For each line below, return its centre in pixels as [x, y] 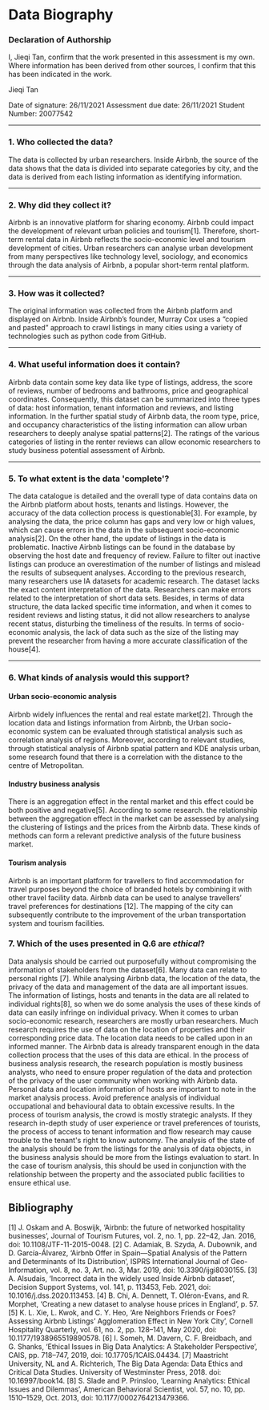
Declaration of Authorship [60, 40]
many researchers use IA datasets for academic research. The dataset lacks [134, 581]
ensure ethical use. [40, 1182]
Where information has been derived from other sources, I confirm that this [132, 66]
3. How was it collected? [57, 293]
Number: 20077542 [41, 114]
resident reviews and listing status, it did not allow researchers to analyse [129, 615]
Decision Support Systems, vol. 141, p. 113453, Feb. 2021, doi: [110, 1287]
